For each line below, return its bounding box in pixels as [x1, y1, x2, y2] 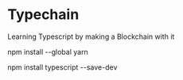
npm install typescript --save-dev [7, 62, 118, 72]
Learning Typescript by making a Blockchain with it [7, 32, 175, 41]
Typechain [7, 6, 80, 24]
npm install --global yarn [7, 47, 88, 56]
